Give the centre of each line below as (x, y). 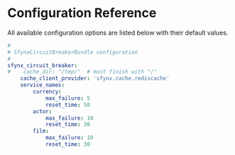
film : (41, 131)
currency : (47, 92)
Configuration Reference (82, 13)
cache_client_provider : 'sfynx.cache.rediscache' (95, 79)
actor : (43, 111)
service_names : (43, 85)
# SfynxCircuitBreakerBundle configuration (73, 52)
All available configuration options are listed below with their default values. (118, 33)
